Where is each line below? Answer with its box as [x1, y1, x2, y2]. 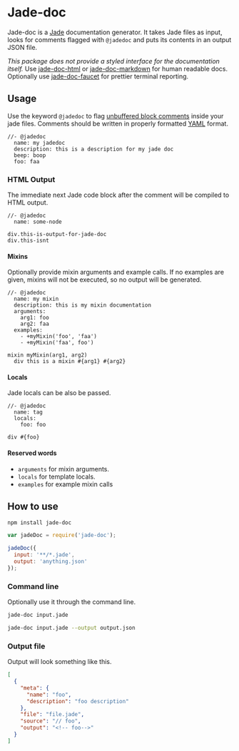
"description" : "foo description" [26, 698, 130, 705]
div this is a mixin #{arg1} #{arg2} [14, 358, 126, 365]
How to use [7, 501, 59, 513]
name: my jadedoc [14, 139, 66, 146]
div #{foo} [7, 434, 40, 441]
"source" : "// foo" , [20, 717, 81, 725]
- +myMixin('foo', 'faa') [20, 333, 98, 340]
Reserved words [7, 449, 57, 457]
